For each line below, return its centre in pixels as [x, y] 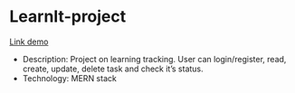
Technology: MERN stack [70, 78]
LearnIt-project [68, 17]
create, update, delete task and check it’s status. [113, 69]
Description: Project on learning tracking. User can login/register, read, [154, 59]
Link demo [29, 42]
